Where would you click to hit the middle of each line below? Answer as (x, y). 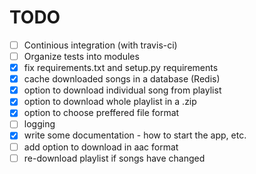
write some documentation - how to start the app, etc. (135, 135)
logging (39, 124)
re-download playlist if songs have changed (114, 158)
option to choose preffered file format (101, 113)
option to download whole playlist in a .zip (110, 102)
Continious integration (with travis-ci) (100, 45)
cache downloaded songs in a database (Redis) (122, 79)
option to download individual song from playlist (122, 90)
